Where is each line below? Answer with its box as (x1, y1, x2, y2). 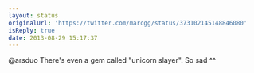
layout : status (8, 11, 59, 20)
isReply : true (8, 26, 56, 34)
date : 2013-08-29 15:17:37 (8, 33, 98, 42)
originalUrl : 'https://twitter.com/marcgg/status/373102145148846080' (8, 19, 248, 27)
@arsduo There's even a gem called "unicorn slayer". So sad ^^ (8, 56, 217, 65)
